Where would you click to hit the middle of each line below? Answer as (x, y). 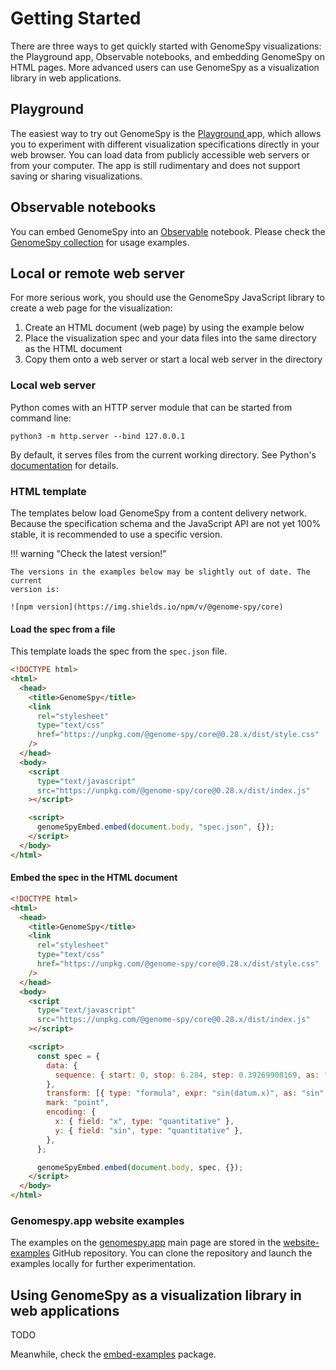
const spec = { (68, 1056)
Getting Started (76, 18)
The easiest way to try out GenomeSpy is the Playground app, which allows (166, 133)
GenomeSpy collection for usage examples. (100, 242)
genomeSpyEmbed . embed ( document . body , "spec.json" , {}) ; (155, 827)
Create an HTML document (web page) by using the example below (164, 328)
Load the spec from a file (63, 629)
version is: (35, 589)
